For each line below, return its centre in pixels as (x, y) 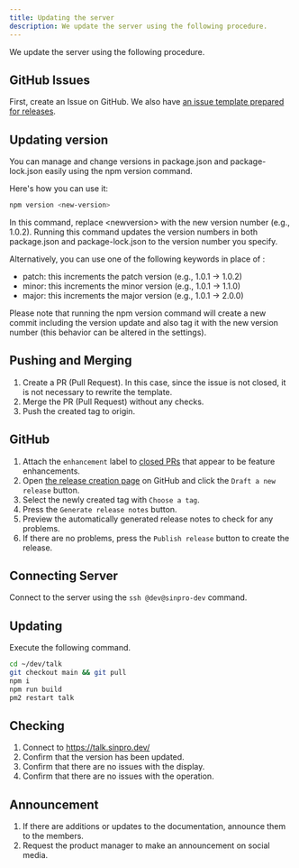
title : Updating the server (62, 18)
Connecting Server (64, 576)
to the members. (53, 836)
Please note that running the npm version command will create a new (138, 313)
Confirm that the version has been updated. (103, 757)
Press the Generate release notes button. (100, 509)
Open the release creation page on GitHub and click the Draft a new (149, 480)
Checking (37, 726)
